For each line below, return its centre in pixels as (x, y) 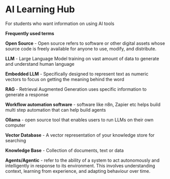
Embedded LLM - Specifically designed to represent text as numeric (77, 74)
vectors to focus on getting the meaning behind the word (65, 79)
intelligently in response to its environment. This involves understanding (80, 165)
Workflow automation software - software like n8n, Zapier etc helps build (83, 104)
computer (15, 125)
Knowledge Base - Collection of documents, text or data (65, 150)
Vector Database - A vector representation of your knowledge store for (80, 135)
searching (16, 140)
